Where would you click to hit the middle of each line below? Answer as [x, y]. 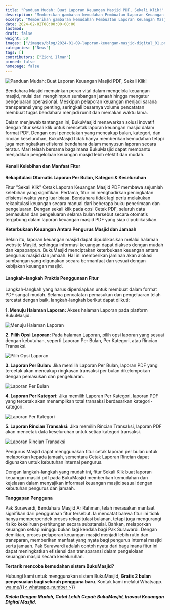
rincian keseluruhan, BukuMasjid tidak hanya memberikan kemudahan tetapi [85, 139]
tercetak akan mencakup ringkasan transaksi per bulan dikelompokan [78, 370]
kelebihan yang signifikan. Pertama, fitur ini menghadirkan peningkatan [79, 193]
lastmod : [14, 29]
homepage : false [22, 66]
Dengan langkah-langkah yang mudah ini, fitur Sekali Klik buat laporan [78, 472]
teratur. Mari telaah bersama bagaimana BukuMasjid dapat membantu [78, 149]
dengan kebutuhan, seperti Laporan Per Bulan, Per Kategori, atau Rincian [81, 340]
